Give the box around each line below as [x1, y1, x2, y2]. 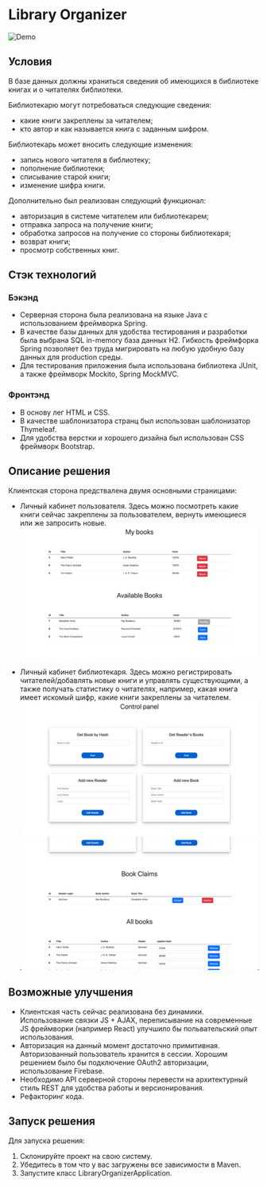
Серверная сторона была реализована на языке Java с [19, 310, 208, 320]
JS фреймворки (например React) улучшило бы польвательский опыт [19, 1023, 258, 1033]
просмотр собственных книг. [19, 245, 119, 254]
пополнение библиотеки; [19, 163, 106, 173]
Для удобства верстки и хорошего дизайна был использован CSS [19, 433, 245, 442]
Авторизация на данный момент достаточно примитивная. [19, 1040, 220, 1050]
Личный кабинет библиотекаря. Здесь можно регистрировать [19, 667, 233, 677]
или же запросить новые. [19, 518, 107, 528]
